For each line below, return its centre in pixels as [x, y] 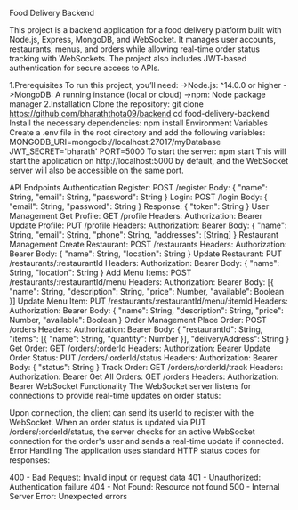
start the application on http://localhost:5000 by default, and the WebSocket [149, 161]
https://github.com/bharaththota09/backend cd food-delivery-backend [139, 113]
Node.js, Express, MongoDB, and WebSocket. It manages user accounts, [143, 40]
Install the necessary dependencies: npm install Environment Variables [139, 123]
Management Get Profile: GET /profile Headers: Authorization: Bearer [136, 216]
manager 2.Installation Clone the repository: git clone [107, 104]
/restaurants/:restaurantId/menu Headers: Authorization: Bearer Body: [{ [141, 282]
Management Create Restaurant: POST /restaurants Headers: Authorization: [148, 244]
